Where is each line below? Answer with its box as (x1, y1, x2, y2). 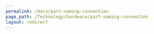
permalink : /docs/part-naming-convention (5, 8, 109, 14)
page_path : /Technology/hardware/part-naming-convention (5, 14, 149, 20)
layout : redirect (5, 19, 48, 25)
